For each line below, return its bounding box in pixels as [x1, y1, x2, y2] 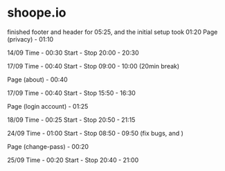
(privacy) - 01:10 [7, 35, 54, 43]
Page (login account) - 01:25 [7, 102, 89, 110]
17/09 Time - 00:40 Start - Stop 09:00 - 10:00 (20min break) [7, 62, 180, 70]
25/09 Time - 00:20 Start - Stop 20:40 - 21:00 [7, 156, 139, 164]
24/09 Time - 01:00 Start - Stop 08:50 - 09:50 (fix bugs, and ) [7, 129, 183, 137]
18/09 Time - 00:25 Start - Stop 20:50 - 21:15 [7, 116, 136, 124]
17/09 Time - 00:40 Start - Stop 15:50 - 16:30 [7, 89, 136, 97]
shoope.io [7, 5, 66, 21]
